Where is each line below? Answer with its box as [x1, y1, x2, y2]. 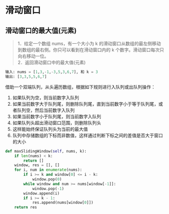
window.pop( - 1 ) [32, 186, 65, 191]
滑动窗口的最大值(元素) [5, 26, 77, 35]
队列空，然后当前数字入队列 [17, 107, 75, 113]
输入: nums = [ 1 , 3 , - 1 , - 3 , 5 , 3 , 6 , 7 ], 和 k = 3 [5, 69, 98, 75]
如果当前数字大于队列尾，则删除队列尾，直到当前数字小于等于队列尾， [12, 101, 159, 107]
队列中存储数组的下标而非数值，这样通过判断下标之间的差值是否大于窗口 [12, 132, 163, 138]
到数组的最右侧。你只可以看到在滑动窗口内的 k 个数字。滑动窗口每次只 [17, 47, 164, 53]
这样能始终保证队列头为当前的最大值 [12, 126, 88, 132]
